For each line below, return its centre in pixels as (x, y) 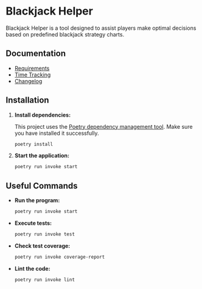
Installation (27, 100)
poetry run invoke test (45, 234)
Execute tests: (33, 223)
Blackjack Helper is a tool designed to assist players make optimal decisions (101, 28)
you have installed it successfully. (57, 133)
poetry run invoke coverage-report (60, 257)
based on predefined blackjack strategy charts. (65, 34)
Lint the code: (32, 268)
